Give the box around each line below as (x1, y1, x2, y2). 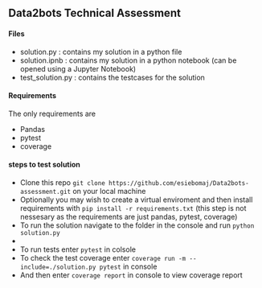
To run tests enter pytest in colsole (19, 245, 137, 254)
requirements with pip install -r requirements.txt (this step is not (19, 204, 247, 212)
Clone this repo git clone (19, 178, 106, 187)
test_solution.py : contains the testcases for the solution (19, 72, 205, 82)
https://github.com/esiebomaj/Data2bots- (108, 179, 249, 187)
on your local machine (72, 187, 146, 195)
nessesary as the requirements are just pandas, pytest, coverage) (19, 212, 238, 221)
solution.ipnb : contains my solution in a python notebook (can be (19, 56, 237, 65)
